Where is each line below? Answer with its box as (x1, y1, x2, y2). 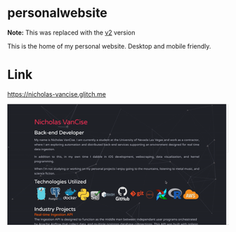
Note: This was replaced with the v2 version (7, 28, 136, 37)
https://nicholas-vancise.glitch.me (7, 90, 107, 98)
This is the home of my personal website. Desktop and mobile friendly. (7, 42, 211, 50)
